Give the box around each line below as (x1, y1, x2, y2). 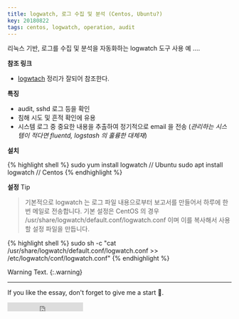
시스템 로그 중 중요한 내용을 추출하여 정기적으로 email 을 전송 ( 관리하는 (17, 122, 214, 131)
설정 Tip (7, 183, 31, 192)
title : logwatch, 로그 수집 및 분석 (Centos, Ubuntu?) (7, 10, 163, 18)
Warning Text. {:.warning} (7, 268, 83, 276)
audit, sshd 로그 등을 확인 (17, 105, 90, 113)
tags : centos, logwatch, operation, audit (7, 23, 135, 31)
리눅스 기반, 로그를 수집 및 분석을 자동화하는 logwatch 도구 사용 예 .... (7, 44, 201, 53)
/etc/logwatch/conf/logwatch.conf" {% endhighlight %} (7, 254, 170, 263)
